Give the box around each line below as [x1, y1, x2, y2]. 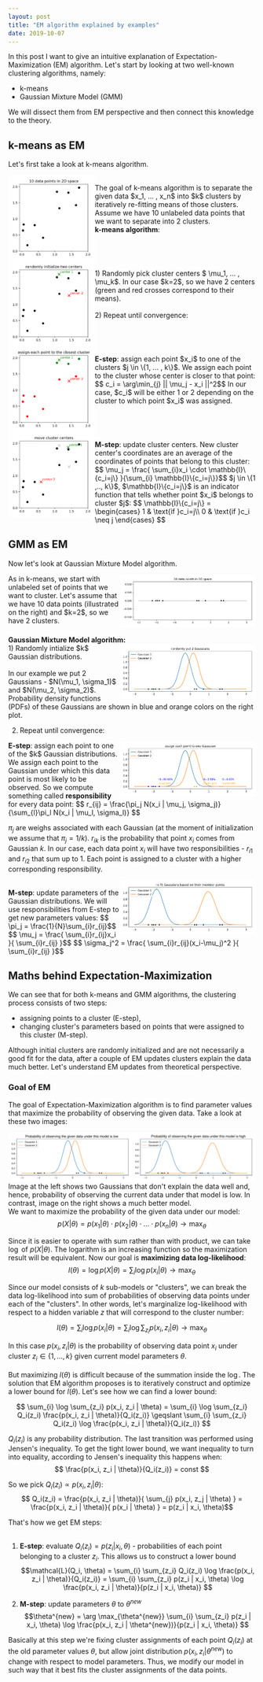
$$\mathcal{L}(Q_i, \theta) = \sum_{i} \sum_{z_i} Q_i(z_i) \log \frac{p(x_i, [20, 1566, 255, 1575]
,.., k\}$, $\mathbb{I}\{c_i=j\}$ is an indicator [94, 481, 239, 491]
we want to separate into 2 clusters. [94, 216, 210, 226]
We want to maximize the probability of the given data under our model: [8, 1207, 240, 1216]
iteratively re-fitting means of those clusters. [94, 200, 239, 209]
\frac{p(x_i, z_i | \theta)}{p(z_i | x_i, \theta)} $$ [62, 1582, 213, 1591]
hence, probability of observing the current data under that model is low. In [8, 1190, 251, 1200]
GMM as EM [8, 538, 68, 551]
